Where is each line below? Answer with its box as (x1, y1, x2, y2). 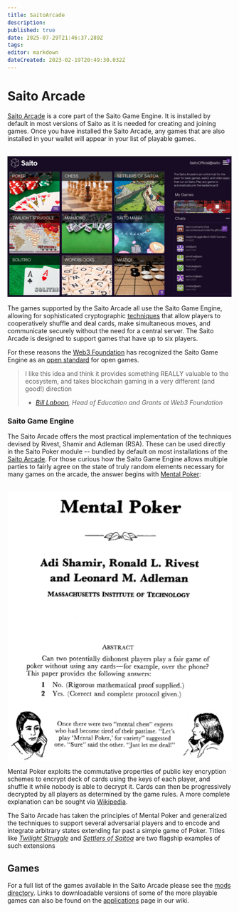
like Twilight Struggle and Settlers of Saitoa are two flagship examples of (7, 834, 221, 843)
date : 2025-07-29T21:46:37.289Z (7, 34, 103, 41)
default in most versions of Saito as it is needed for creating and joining (7, 119, 216, 127)
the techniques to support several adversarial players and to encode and (7, 819, 221, 827)
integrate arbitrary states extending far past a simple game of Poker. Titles (7, 827, 225, 835)
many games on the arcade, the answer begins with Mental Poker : (7, 470, 201, 478)
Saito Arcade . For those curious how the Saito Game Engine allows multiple (7, 455, 228, 463)
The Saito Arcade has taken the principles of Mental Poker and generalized (7, 812, 228, 820)
